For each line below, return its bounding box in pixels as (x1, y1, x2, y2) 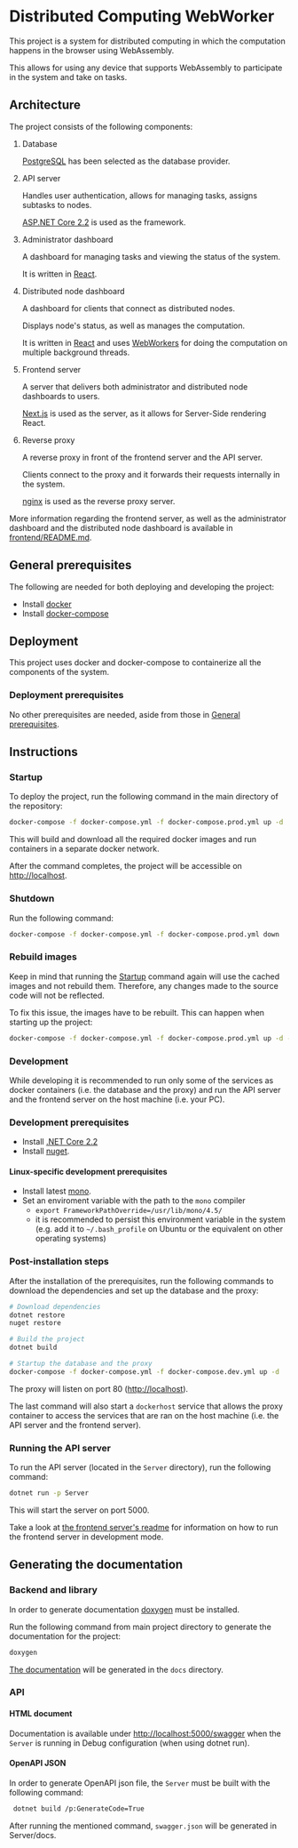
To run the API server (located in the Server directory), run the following (9, 1462, 271, 1473)
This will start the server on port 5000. (9, 1505, 150, 1515)
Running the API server (9, 1442, 111, 1454)
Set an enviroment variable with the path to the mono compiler (21, 1195, 246, 1206)
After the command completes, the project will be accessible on (9, 861, 242, 872)
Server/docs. (9, 1829, 57, 1840)
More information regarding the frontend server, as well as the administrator (9, 513, 286, 524)
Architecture (9, 98, 82, 113)
